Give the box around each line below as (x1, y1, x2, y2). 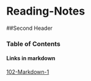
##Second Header (6, 24, 53, 32)
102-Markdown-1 (6, 68, 49, 76)
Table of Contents (6, 40, 61, 48)
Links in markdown (6, 55, 56, 62)
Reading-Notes (6, 4, 86, 18)
